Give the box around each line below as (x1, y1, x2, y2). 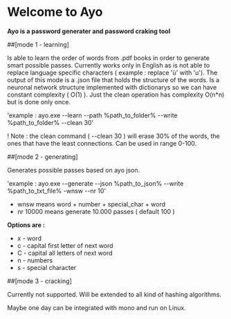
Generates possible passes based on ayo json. (7, 166, 140, 174)
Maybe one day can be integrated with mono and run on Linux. (7, 303, 187, 311)
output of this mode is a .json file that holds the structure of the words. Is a (7, 75, 220, 84)
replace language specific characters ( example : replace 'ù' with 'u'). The (7, 68, 218, 77)
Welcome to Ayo (7, 4, 103, 20)
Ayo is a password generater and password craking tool (7, 27, 171, 35)
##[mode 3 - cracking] (7, 277, 73, 285)
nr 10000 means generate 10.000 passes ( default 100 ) (17, 207, 175, 215)
